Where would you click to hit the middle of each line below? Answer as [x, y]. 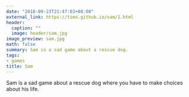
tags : [13, 55]
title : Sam [20, 66]
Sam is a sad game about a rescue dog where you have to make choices [94, 83]
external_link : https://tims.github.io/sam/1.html [70, 17]
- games [16, 61]
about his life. [23, 89]
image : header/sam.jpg [39, 34]
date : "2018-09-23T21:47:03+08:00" [50, 11]
